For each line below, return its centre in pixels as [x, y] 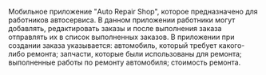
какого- [232, 45]
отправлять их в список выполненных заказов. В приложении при [121, 37]
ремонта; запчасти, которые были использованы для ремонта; [134, 54]
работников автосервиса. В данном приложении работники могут [122, 20]
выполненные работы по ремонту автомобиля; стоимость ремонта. [125, 62]
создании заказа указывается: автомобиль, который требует [113, 45]
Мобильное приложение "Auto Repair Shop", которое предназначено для [133, 12]
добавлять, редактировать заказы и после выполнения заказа [115, 28]
